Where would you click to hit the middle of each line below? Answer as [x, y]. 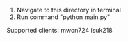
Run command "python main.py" [63, 17]
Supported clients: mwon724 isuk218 [59, 30]
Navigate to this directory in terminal [69, 10]
